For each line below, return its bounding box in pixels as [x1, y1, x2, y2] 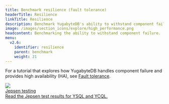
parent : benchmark [14, 49, 53, 54]
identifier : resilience [14, 45, 64, 50]
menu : [5, 36, 17, 41]
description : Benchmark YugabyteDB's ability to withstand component [5, 21, 154, 27]
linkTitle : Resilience [5, 17, 53, 22]
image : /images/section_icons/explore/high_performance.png [5, 26, 134, 31]
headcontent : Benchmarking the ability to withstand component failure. [5, 31, 161, 36]
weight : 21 [14, 54, 37, 59]
